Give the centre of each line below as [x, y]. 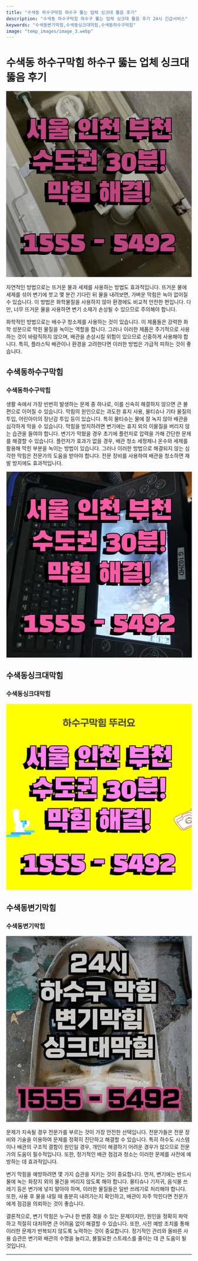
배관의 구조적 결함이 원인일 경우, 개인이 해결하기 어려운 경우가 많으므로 [98, 1147]
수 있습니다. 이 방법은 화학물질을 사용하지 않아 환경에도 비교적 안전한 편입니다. [96, 302]
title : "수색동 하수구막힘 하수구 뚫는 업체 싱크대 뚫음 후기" [72, 12]
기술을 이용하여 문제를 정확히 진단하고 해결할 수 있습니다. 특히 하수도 [95, 1139]
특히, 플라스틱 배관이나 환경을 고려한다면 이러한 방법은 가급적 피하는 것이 [102, 344]
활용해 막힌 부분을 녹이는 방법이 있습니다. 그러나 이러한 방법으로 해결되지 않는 [95, 448]
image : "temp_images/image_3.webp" [50, 31]
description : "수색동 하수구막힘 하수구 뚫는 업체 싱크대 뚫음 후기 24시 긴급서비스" [97, 19]
